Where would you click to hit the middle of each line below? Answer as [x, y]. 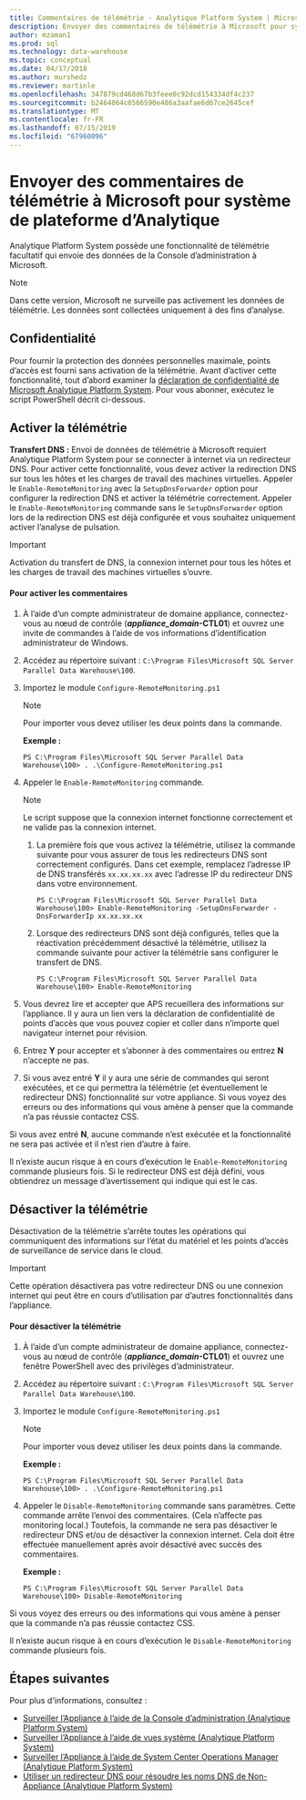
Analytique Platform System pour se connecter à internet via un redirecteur [150, 459]
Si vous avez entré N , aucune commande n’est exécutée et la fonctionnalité [150, 1134]
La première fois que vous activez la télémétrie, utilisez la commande [166, 845]
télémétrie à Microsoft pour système [150, 201]
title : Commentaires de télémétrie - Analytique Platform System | [140, 18]
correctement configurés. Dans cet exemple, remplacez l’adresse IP [163, 864]
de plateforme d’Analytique [115, 221]
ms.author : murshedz [49, 77]
